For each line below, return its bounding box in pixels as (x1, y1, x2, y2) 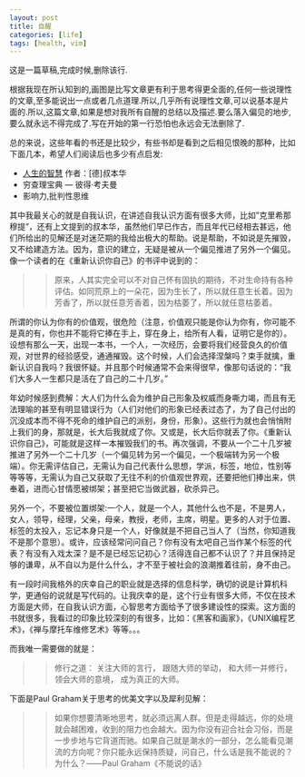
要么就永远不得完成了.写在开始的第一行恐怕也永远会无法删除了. (9, 118, 245, 129)
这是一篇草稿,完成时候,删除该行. (9, 64, 129, 75)
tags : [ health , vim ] (9, 38, 88, 48)
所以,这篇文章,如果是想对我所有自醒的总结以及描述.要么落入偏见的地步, (27, 106, 292, 118)
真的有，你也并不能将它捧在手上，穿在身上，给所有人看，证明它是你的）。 (16, 328, 292, 339)
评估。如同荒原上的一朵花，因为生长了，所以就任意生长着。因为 (54, 286, 293, 297)
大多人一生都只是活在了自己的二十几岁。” (16, 373, 169, 384)
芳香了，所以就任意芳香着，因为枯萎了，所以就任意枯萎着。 (54, 297, 278, 309)
